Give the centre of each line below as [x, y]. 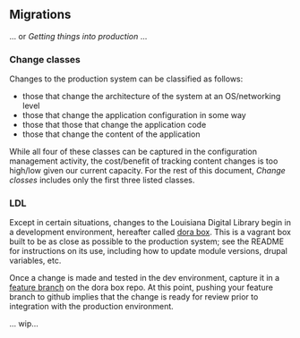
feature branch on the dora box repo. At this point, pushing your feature [141, 287]
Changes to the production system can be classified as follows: [126, 79]
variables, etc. [35, 261]
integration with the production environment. [92, 307]
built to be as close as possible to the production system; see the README [147, 241]
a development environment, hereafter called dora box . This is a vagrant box [150, 232]
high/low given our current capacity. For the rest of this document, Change [148, 171]
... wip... [24, 324]
